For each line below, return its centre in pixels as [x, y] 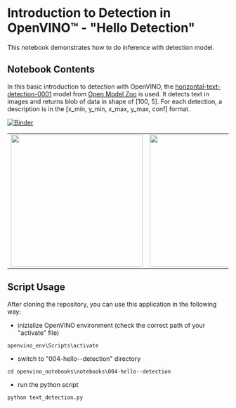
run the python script [48, 384]
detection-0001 [29, 94]
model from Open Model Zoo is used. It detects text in [131, 94]
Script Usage [36, 287]
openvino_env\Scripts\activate [53, 345]
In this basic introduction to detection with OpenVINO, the [91, 87]
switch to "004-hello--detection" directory [79, 358]
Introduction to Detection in [89, 13]
